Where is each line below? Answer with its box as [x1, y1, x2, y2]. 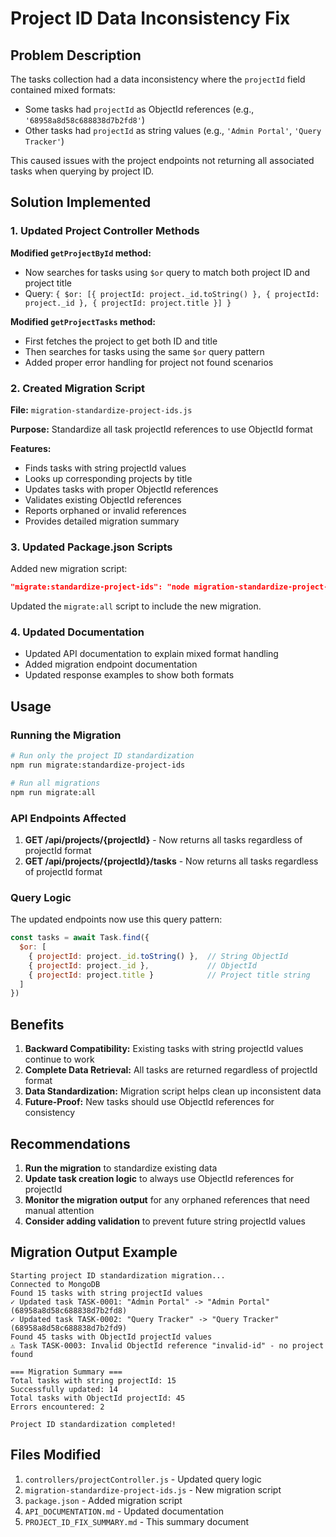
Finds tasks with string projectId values [24, 462, 187, 474]
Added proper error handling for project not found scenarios [24, 356, 274, 368]
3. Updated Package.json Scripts [10, 540, 173, 554]
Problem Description [10, 47, 142, 64]
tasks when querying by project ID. [10, 165, 155, 177]
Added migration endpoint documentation [24, 658, 198, 671]
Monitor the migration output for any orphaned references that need [24, 1193, 310, 1206]
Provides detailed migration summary [24, 515, 180, 527]
